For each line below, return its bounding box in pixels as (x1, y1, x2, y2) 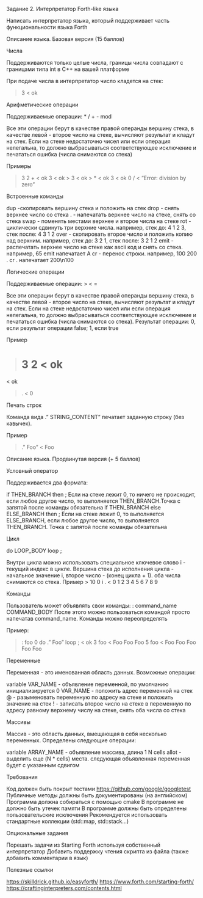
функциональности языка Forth (6, 24, 88, 31)
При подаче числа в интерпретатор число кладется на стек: (6, 78, 163, 84)
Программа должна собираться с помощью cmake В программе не (6, 798, 184, 805)
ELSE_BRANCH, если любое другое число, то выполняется (6, 516, 160, 524)
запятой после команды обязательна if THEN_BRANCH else (6, 503, 162, 511)
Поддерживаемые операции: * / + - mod (6, 113, 112, 120)
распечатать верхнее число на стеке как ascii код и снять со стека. (6, 244, 183, 250)
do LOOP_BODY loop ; (6, 547, 62, 554)
